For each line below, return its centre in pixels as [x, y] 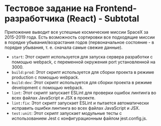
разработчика [35, 19]
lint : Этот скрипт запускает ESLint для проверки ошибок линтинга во [84, 93]
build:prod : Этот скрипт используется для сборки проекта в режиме [83, 72]
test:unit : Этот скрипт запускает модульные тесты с [66, 113]
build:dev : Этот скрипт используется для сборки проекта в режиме [82, 82]
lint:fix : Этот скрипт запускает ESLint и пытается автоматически [80, 103]
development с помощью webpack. [47, 87]
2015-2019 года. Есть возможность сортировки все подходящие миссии [80, 37]
